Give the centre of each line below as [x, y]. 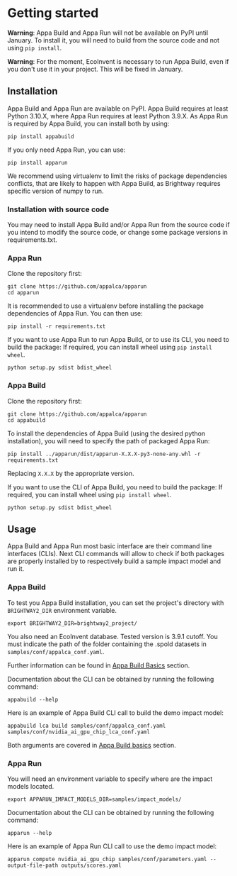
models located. [31, 787]
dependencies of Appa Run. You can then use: [75, 314]
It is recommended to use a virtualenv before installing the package [105, 306]
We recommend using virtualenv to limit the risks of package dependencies [117, 176]
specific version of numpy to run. [56, 191]
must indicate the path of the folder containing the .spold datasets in [107, 644]
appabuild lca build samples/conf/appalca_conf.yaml [87, 726]
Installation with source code [58, 209]
